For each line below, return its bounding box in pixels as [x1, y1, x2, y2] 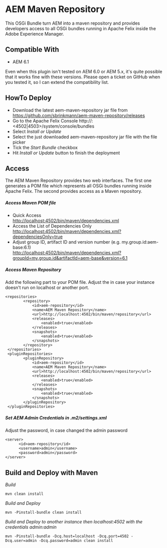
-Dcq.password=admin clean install [39, 538, 113, 543]
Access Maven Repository [5, 266, 62, 272]
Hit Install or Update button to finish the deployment [12, 150, 120, 156]
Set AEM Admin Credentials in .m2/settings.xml [5, 414, 107, 420]
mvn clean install [5, 491, 44, 497]
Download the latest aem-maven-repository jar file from [12, 107, 128, 113]
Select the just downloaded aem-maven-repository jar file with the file [12, 134, 157, 140]
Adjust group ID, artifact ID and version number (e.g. [12, 239, 121, 245]
